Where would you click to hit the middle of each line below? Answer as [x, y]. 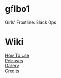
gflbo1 [18, 9]
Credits [12, 71]
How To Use [17, 55]
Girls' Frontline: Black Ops [31, 22]
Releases [14, 60]
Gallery [12, 65]
